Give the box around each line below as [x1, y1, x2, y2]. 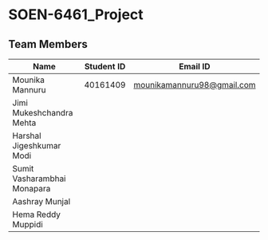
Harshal [12, 130, 41, 141]
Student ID [84, 61, 126, 72]
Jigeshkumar [12, 140, 61, 151]
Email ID [179, 61, 211, 72]
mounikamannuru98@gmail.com [133, 80, 256, 90]
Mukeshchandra [12, 108, 73, 118]
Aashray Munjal [12, 196, 71, 207]
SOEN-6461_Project [8, 6, 144, 24]
